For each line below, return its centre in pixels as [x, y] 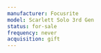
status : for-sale [32, 26]
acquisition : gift [34, 39]
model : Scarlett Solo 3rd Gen [51, 20]
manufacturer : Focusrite [43, 13]
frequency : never [32, 33]
